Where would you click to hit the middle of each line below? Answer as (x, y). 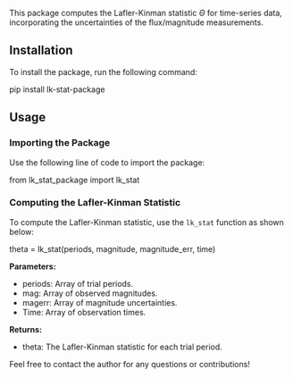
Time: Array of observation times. (84, 312)
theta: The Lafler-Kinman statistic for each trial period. (122, 347)
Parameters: (33, 266)
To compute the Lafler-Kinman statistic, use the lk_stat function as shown (146, 222)
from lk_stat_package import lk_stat (75, 180)
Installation (41, 50)
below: (21, 231)
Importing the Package (60, 143)
